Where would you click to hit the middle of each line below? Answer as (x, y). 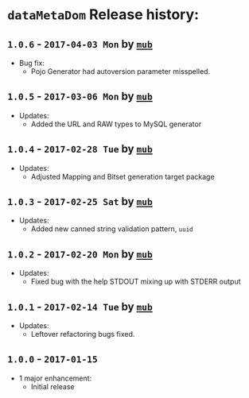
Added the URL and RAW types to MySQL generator (116, 124)
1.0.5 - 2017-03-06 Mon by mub (80, 97)
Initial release (53, 386)
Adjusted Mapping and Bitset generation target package (123, 176)
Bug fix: (32, 63)
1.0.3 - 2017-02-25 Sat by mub (80, 201)
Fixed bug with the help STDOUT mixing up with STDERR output (136, 282)
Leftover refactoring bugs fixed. (83, 334)
